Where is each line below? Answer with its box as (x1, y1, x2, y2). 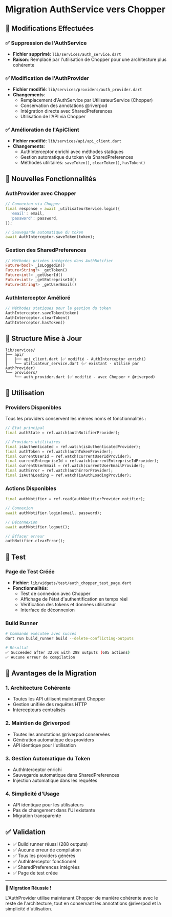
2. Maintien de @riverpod (5, 719, 70, 727)
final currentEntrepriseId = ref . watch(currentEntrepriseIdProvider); (5, 458, 159, 464)
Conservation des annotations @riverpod (20, 102, 107, 109)
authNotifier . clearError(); (5, 539, 66, 544)
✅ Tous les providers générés (12, 852, 76, 859)
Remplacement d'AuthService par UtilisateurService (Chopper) (20, 97, 153, 103)
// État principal (5, 425, 45, 431)
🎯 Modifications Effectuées (5, 24, 94, 33)
